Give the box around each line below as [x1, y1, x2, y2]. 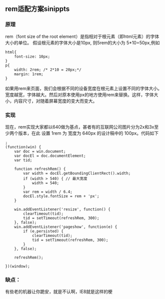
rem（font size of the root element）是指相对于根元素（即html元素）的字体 [5, 33, 159, 39]
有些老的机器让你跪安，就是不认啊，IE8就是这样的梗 [5, 288, 112, 294]
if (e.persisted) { [23, 228, 64, 234]
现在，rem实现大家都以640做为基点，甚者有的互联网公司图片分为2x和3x [5, 124, 154, 130]
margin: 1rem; [14, 72, 43, 77]
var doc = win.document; [14, 149, 66, 154]
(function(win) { [5, 144, 41, 149]
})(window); [5, 263, 30, 269]
